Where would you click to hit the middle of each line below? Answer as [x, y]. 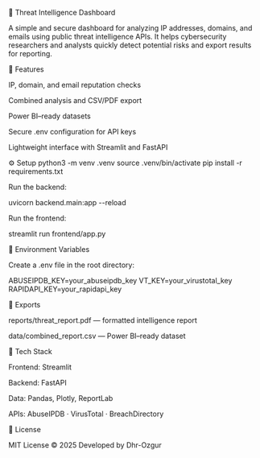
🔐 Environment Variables [49, 249]
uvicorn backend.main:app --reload [67, 202]
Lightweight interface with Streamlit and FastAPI [88, 147]
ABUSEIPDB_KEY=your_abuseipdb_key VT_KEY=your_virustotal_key [120, 281]
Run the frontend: [37, 218]
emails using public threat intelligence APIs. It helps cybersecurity [118, 37]
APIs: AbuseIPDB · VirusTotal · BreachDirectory [86, 414]
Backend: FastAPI [37, 383]
